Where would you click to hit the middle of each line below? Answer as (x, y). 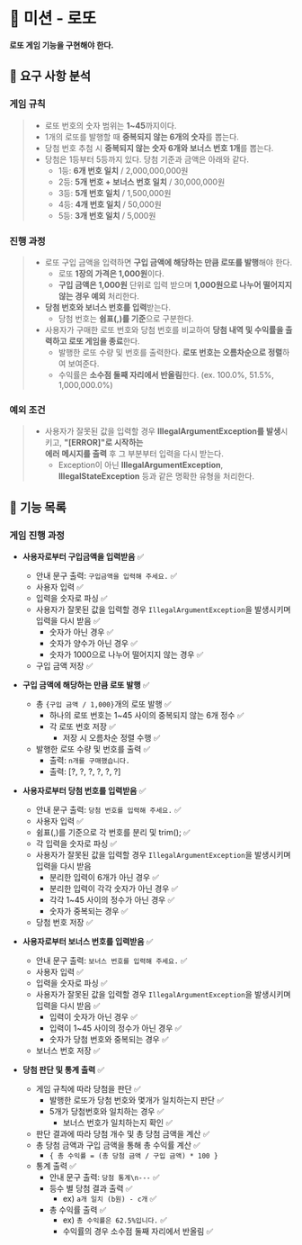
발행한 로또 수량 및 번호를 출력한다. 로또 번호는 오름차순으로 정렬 (170, 352)
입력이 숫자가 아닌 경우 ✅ (93, 1016)
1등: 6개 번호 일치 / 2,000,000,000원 (123, 170)
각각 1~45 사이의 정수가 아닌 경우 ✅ (112, 899)
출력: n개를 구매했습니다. (89, 760)
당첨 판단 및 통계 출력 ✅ (63, 1069)
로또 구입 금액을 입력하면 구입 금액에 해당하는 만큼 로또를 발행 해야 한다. (169, 262)
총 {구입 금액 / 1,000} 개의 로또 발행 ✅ (103, 704)
